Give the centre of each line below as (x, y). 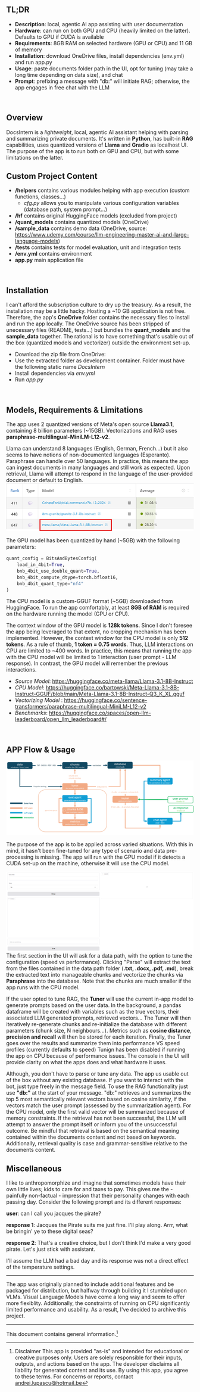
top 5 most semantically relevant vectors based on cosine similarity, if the (96, 1099)
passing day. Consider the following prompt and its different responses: (94, 1202)
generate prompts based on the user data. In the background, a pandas (94, 1005)
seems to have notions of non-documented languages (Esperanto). (88, 455)
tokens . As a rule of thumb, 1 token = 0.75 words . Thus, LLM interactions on (100, 644)
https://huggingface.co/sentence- (106, 700)
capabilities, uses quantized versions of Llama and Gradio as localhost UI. (97, 145)
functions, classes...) (40, 197)
